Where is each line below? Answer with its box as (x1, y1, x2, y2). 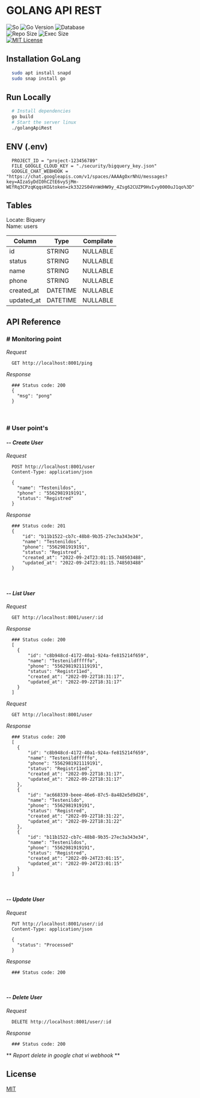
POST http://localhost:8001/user (11, 464, 95, 470)
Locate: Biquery (6, 216, 46, 224)
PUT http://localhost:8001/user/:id (11, 921, 103, 927)
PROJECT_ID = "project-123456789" (11, 157, 98, 163)
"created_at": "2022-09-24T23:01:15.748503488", (22, 555, 147, 561)
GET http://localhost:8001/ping (11, 360, 93, 367)
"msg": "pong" (17, 393, 52, 399)
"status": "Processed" (17, 942, 74, 948)
